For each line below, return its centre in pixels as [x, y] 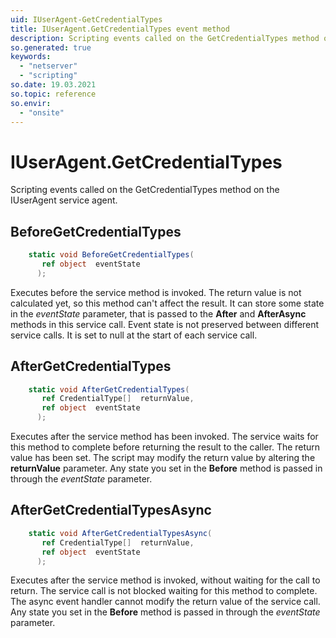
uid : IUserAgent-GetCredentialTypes [86, 19]
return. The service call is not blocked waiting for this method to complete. [164, 591]
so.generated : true [51, 47]
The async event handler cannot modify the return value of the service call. [165, 602]
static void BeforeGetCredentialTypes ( [111, 255]
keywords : [31, 57]
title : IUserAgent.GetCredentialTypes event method [120, 29]
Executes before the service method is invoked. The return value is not [156, 292]
